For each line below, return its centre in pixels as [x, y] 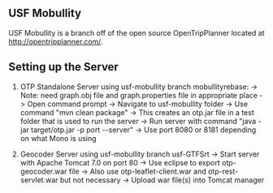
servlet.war [39, 180]
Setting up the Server [64, 67]
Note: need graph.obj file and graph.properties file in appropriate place [139, 95]
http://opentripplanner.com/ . [56, 41]
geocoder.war [43, 171]
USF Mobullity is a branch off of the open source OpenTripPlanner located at [136, 32]
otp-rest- [223, 171]
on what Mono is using [58, 138]
